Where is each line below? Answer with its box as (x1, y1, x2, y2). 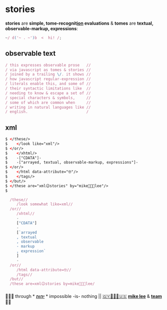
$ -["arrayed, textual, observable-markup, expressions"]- (5, 160, 138, 165)
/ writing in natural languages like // (5, 105, 92, 110)
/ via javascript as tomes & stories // (5, 67, 92, 72)
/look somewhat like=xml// (16, 202, 73, 207)
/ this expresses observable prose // (5, 62, 92, 67)
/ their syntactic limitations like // (5, 86, 92, 91)
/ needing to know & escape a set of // (5, 91, 92, 96)
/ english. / (5, 109, 89, 114)
